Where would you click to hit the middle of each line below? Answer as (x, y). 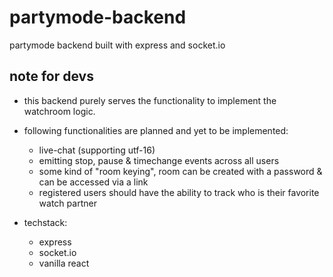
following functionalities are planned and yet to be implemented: (156, 130)
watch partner (67, 203)
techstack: (45, 222)
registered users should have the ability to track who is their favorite (179, 192)
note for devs (51, 76)
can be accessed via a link (93, 182)
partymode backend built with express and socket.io (117, 45)
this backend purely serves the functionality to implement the (150, 100)
